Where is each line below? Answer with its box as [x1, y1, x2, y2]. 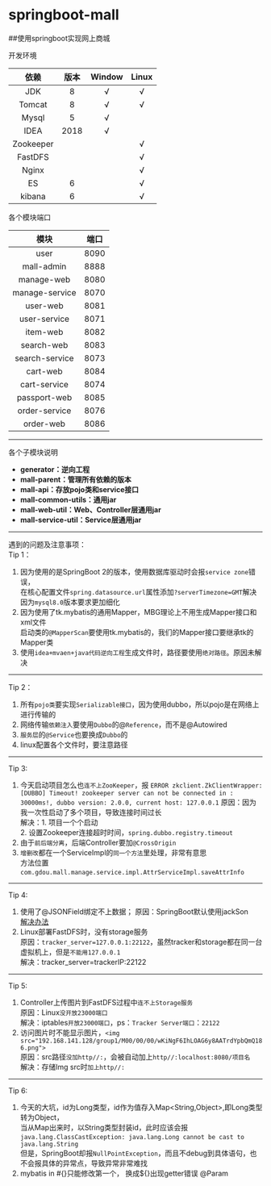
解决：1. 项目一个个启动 [19, 817, 98, 827]
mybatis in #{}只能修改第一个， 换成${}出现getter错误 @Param [19, 1168, 228, 1178]
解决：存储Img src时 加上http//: [19, 1062, 125, 1071]
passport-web [16, 391, 73, 403]
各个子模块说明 [8, 447, 58, 457]
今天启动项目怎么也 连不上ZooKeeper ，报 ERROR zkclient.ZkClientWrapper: [19, 780, 263, 790]
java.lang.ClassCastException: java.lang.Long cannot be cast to [19, 1133, 244, 1141]
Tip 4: [8, 890, 28, 900]
